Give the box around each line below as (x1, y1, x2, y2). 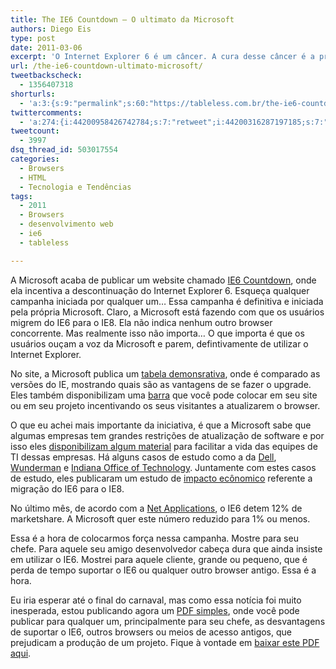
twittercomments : (10, 107, 83, 118)
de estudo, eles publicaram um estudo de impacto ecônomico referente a (10, 472, 313, 484)
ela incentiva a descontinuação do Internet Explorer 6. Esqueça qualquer (10, 284, 310, 296)
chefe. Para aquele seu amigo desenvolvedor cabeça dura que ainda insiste (10, 542, 323, 555)
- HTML (19, 172, 47, 183)
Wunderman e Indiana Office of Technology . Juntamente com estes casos (10, 461, 317, 473)
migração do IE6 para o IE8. (10, 482, 125, 495)
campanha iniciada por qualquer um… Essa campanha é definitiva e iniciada (10, 295, 324, 307)
